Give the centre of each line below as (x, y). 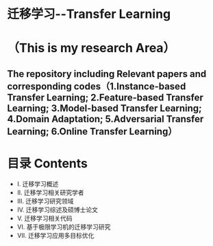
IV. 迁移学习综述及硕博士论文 (57, 210)
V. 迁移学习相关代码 (45, 218)
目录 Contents (47, 163)
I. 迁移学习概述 (38, 183)
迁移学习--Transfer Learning (89, 14)
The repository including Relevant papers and (107, 74)
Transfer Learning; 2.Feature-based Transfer (105, 97)
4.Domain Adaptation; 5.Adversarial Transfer (105, 119)
